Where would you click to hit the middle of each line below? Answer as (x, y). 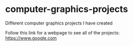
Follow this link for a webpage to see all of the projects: (62, 32)
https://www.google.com (31, 38)
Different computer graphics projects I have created (59, 23)
